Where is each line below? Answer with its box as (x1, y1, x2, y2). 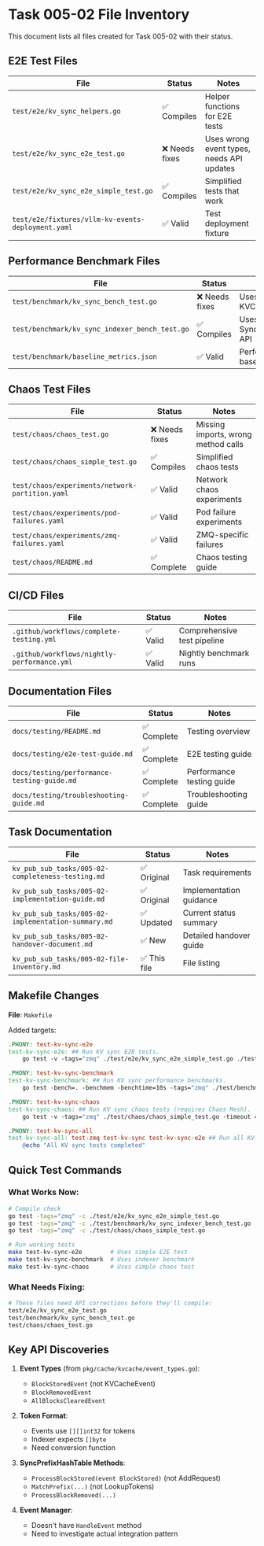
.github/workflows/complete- (12, 627, 121, 636)
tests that (204, 185, 240, 196)
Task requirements (182, 867, 251, 878)
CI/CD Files (8, 589, 64, 602)
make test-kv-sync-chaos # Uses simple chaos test (8, 1263, 195, 1271)
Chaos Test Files (8, 382, 91, 396)
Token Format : (19, 1411, 68, 1421)
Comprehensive (178, 625, 238, 636)
